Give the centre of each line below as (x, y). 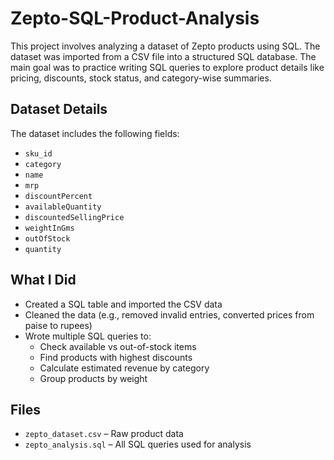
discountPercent (58, 196)
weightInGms (49, 228)
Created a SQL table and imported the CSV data (123, 304)
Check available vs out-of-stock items (118, 346)
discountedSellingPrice (74, 217)
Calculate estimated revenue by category (124, 368)
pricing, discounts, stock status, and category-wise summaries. (141, 78)
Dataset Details (59, 109)
